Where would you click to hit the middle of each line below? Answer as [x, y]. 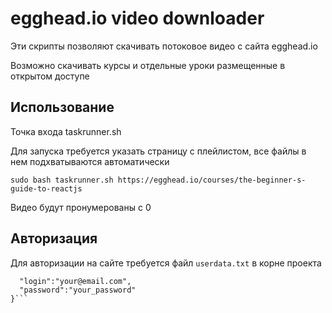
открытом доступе [50, 76]
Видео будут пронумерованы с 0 [81, 207]
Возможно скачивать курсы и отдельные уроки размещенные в [148, 65]
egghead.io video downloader [137, 18]
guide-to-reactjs [46, 188]
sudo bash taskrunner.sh [62, 180]
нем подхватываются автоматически [90, 161]
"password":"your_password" [78, 290]
